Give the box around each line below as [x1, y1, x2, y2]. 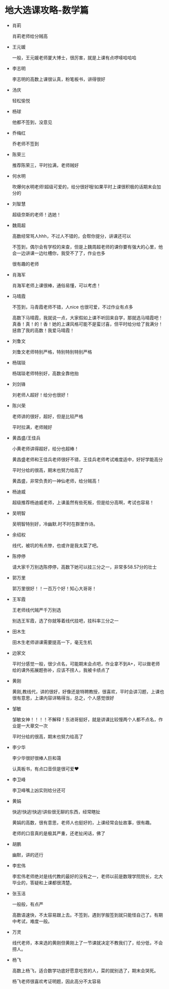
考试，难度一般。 [16, 918, 53, 924]
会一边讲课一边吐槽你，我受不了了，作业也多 [12, 250, 106, 256]
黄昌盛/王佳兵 [12, 435, 41, 441]
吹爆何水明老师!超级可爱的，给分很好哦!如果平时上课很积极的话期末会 [12, 183, 157, 190]
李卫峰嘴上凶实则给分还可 [12, 787, 66, 793]
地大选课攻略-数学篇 [5, 5, 89, 16]
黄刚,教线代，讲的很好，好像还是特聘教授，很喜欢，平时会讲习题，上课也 [12, 688, 164, 694]
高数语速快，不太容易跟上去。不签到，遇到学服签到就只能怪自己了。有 [12, 912, 159, 918]
